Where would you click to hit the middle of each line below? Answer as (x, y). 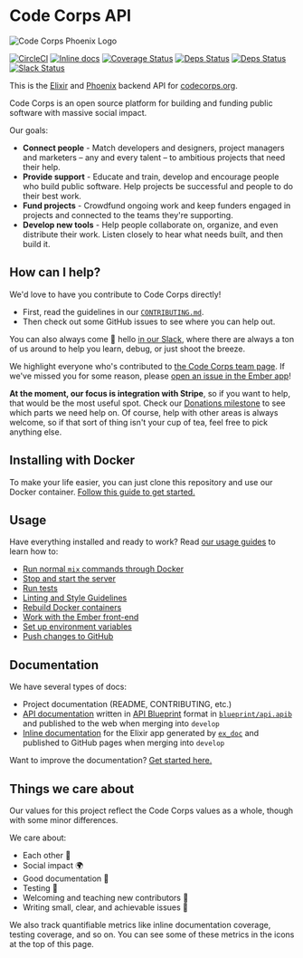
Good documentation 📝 (66, 878)
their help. (41, 167)
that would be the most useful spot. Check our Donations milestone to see (147, 403)
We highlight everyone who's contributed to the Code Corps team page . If (147, 366)
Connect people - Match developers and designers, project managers (153, 148)
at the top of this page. (52, 944)
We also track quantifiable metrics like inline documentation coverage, (140, 925)
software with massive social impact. (78, 112)
